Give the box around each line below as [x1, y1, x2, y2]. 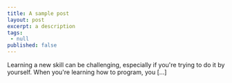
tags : [7, 29, 23, 36]
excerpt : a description [7, 23, 76, 29]
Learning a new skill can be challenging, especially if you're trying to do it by [7, 61, 225, 69]
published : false [7, 42, 57, 49]
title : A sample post [7, 10, 70, 17]
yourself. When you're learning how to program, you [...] [7, 68, 167, 76]
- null [10, 36, 30, 43]
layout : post [7, 16, 45, 23]
